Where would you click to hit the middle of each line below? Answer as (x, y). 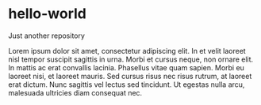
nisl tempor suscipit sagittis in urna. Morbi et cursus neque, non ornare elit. (131, 59)
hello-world (48, 14)
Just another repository (47, 36)
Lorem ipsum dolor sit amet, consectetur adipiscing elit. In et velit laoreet (127, 51)
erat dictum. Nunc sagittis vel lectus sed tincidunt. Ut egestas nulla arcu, (127, 84)
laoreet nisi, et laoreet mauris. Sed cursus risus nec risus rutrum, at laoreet (130, 76)
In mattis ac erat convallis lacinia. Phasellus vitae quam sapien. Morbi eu (126, 67)
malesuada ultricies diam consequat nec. (75, 92)
